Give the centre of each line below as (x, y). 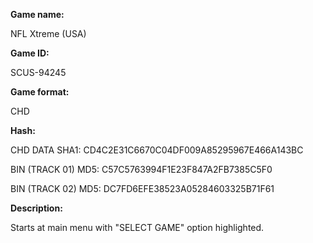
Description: (36, 208)
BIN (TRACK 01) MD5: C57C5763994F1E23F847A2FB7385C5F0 (141, 169)
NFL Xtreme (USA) (48, 33)
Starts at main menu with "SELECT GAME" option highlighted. (137, 227)
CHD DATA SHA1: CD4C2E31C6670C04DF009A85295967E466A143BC (157, 150)
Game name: (37, 14)
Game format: (40, 92)
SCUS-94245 (38, 72)
